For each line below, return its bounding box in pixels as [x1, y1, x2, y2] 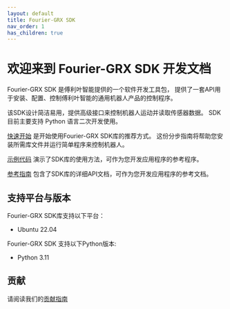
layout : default [7, 10, 54, 17]
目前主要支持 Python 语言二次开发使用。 [7, 117, 122, 126]
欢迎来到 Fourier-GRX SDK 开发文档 [7, 61, 212, 77]
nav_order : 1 [7, 23, 45, 30]
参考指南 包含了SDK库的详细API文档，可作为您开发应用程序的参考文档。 [7, 170, 213, 178]
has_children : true [7, 29, 64, 37]
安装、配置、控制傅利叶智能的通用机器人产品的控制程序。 [12, 94, 177, 102]
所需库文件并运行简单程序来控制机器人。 [12, 141, 128, 149]
